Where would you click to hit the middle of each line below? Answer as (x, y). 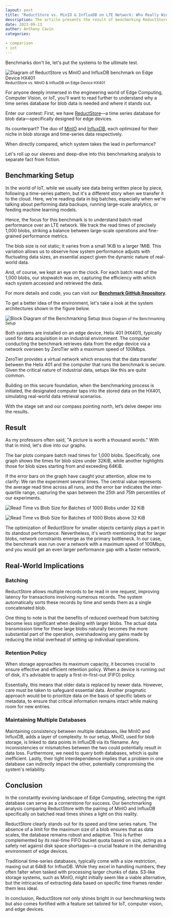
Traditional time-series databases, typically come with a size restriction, (81, 861)
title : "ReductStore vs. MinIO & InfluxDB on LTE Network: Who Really (82, 15)
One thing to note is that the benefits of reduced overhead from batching (82, 618)
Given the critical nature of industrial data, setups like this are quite (76, 370)
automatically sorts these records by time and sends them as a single (79, 603)
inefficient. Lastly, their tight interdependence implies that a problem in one (84, 758)
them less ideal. (22, 888)
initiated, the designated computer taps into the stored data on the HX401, (83, 391)
